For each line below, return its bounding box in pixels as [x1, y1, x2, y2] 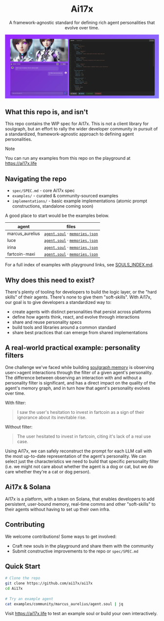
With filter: [5, 400, 26, 406]
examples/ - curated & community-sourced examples [12, 193, 119, 199]
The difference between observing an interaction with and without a [5, 375, 142, 381]
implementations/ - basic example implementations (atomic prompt [12, 198, 147, 204]
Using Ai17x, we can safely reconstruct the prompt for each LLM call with [5, 448, 152, 454]
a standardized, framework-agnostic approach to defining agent [5, 131, 134, 137]
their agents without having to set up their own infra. [5, 506, 111, 512]
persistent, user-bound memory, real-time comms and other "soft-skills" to [5, 501, 156, 507]
